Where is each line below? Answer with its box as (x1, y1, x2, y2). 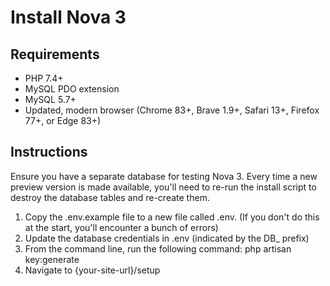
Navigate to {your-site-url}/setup (24, 264, 161, 276)
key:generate (24, 253, 80, 265)
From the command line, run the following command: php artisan (24, 242, 292, 255)
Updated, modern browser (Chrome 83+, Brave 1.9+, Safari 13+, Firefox (24, 104, 320, 116)
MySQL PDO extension (24, 83, 120, 95)
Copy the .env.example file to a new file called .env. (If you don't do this (24, 211, 320, 223)
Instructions (10, 144, 88, 161)
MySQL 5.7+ (24, 94, 77, 105)
